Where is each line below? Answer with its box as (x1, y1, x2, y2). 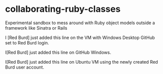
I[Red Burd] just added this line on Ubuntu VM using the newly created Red (5, 59, 159, 65)
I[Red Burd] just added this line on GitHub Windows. (5, 49, 111, 55)
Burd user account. (5, 64, 45, 70)
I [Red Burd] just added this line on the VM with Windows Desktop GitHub (5, 35, 155, 40)
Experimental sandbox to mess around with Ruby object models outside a (5, 20, 155, 26)
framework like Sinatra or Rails (5, 25, 68, 31)
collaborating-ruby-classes (5, 3, 121, 15)
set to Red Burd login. (5, 39, 50, 45)
